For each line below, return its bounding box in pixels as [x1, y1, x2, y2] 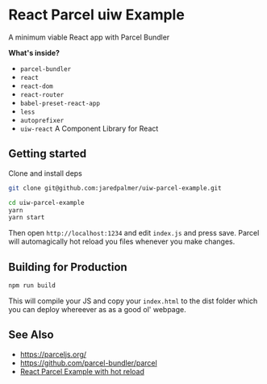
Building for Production [8, 260, 127, 273]
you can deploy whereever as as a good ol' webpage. [8, 304, 187, 314]
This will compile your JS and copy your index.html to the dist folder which [8, 296, 258, 306]
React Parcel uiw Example [8, 6, 186, 24]
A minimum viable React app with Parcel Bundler [8, 32, 170, 42]
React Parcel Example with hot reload [19, 366, 145, 376]
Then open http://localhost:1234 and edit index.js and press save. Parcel [8, 228, 260, 238]
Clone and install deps [8, 168, 83, 178]
